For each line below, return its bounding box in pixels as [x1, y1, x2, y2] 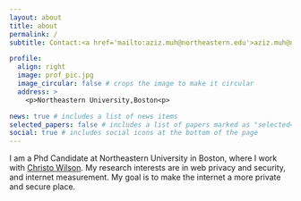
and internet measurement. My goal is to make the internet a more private [9, 172, 281, 183]
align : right [17, 63, 66, 71]
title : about [9, 21, 58, 30]
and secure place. [9, 181, 76, 192]
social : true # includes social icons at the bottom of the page [9, 129, 258, 138]
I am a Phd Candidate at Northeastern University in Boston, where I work [9, 153, 278, 163]
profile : [9, 54, 42, 63]
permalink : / [9, 29, 58, 38]
